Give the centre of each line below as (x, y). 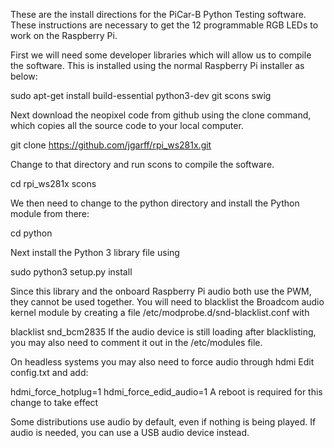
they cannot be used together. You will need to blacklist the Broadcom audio (167, 302)
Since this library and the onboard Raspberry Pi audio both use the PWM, (161, 291)
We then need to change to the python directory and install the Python (155, 203)
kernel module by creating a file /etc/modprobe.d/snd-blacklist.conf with (160, 312)
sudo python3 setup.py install (71, 272)
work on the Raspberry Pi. (64, 35)
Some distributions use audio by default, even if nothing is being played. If (163, 422)
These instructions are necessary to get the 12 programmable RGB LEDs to (164, 25)
